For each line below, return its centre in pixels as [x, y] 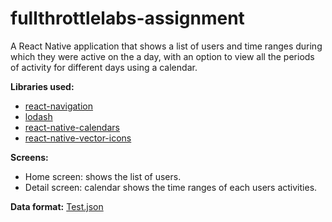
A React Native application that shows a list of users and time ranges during [166, 46]
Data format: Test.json [57, 206]
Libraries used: [42, 86]
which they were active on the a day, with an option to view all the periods [162, 56]
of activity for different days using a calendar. [104, 67]
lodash [38, 116]
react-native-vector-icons [78, 138]
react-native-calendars [72, 127]
